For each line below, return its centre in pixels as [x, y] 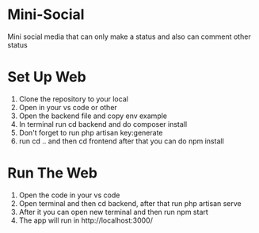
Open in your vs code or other [68, 107]
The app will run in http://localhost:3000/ [86, 220]
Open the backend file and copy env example [93, 116]
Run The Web [53, 173]
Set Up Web [47, 77]
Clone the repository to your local [73, 99]
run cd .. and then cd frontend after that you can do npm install [122, 141]
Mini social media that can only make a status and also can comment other [129, 36]
